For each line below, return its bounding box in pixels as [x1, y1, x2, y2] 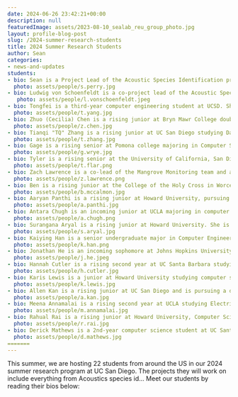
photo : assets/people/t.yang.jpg [13, 109, 113, 116]
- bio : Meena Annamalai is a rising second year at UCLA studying [7, 301, 208, 308]
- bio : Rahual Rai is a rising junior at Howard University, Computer [7, 313, 220, 321]
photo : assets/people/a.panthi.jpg [13, 201, 119, 209]
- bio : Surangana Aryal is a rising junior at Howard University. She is [7, 221, 230, 228]
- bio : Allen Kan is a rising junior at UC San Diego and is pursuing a [7, 287, 227, 294]
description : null [7, 17, 62, 24]
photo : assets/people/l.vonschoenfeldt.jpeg [16, 96, 151, 104]
